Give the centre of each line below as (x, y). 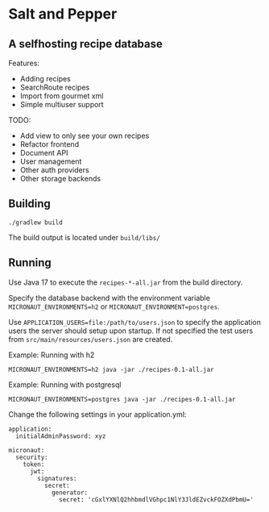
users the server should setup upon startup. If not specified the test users (131, 331)
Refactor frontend (49, 144)
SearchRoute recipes (55, 87)
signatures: (58, 478)
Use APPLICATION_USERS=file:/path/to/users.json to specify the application (135, 322)
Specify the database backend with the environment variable (110, 298)
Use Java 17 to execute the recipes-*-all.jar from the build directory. (126, 282)
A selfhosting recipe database (86, 44)
